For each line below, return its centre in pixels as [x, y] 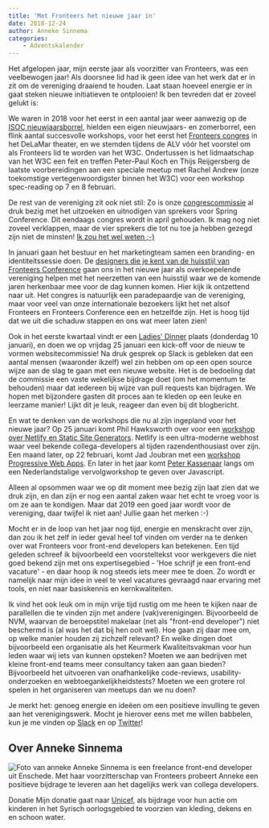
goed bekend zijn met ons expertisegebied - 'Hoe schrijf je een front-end [130, 563]
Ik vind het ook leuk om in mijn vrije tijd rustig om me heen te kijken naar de [133, 604]
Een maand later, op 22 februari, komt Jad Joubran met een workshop [124, 455]
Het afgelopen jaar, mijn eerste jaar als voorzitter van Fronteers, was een [128, 68]
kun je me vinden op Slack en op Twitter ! [76, 722]
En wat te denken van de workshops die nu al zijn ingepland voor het [122, 420]
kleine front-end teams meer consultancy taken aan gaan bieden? [117, 664]
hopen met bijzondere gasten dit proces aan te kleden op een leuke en [125, 396]
